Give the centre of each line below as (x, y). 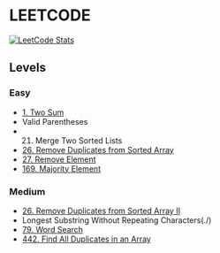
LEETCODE (50, 15)
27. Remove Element (59, 159)
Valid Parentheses (55, 121)
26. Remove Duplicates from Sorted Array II (101, 211)
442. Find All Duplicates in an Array (87, 239)
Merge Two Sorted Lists (79, 140)
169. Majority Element (61, 168)
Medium (27, 191)
